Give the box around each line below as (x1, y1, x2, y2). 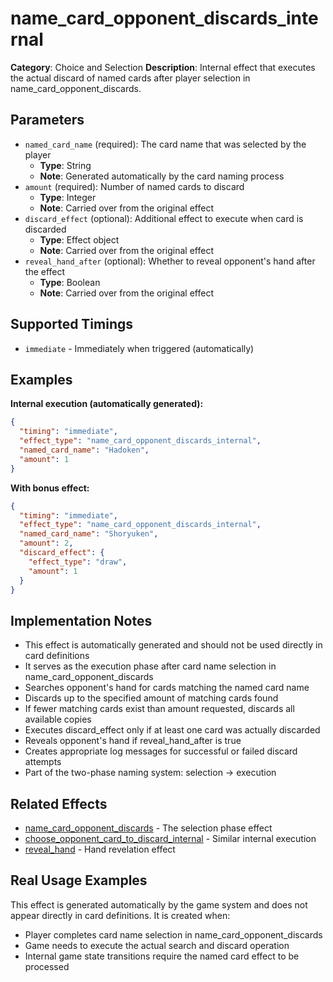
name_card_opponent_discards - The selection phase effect (24, 822, 273, 834)
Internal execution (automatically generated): (10, 398, 204, 410)
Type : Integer (39, 191, 97, 203)
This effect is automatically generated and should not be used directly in (24, 639, 323, 651)
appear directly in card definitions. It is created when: (10, 909, 231, 921)
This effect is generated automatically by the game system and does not (10, 898, 308, 911)
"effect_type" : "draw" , (28, 557, 128, 567)
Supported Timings (10, 316, 134, 333)
